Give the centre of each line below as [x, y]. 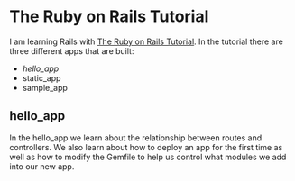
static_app [41, 77]
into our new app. [42, 166]
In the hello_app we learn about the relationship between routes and [136, 138]
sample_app [45, 87]
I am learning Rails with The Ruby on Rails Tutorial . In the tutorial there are [147, 41]
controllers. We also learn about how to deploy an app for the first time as [146, 147]
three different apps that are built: [72, 50]
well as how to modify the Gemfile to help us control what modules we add [148, 157]
